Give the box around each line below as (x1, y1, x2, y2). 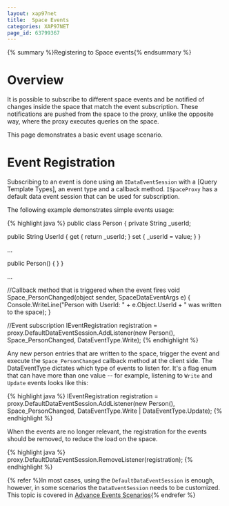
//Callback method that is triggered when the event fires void (7, 286, 181, 294)
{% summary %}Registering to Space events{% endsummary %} (7, 48, 192, 57)
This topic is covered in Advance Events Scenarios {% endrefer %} (7, 491, 196, 499)
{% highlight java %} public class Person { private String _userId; (7, 219, 191, 228)
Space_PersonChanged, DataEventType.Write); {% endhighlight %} (7, 336, 199, 344)
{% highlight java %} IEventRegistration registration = (7, 392, 159, 400)
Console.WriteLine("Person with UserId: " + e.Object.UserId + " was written (7, 301, 222, 309)
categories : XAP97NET (7, 23, 70, 30)
